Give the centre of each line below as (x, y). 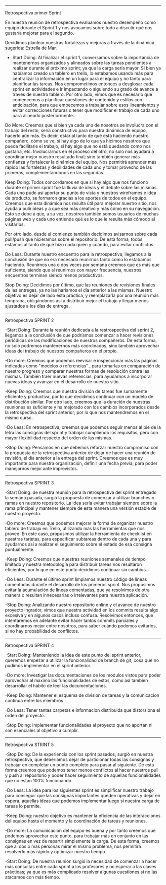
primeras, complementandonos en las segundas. (55, 172)
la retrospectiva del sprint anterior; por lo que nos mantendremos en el (77, 412)
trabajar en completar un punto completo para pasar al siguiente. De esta (80, 765)
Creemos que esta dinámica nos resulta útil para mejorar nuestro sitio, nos (81, 203)
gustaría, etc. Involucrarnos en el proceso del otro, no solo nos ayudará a (80, 151)
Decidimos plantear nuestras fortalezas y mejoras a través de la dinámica (80, 42)
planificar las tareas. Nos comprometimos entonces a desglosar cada (83, 84)
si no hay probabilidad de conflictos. (42, 631)
